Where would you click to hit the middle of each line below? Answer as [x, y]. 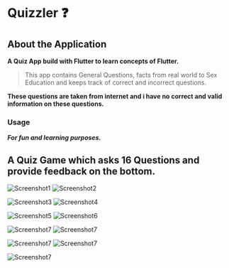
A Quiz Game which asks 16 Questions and [104, 160]
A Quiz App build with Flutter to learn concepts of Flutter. [93, 61]
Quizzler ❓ [38, 13]
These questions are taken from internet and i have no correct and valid [115, 96]
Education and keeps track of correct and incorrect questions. [116, 82]
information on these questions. [56, 104]
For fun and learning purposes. [54, 138]
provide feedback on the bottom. [82, 171]
